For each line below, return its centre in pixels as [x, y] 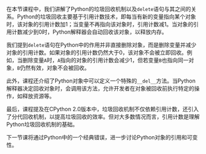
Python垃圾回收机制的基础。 [42, 124]
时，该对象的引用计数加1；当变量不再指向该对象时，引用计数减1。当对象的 [100, 24]
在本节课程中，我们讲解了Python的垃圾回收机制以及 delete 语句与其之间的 [99, 9]
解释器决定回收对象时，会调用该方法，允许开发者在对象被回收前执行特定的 [100, 88]
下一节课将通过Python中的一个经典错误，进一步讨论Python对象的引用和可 [100, 137]
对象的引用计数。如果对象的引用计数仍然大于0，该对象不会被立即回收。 [97, 53]
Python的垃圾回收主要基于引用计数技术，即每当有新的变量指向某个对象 [106, 16]
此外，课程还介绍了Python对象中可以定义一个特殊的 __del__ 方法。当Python [101, 81]
